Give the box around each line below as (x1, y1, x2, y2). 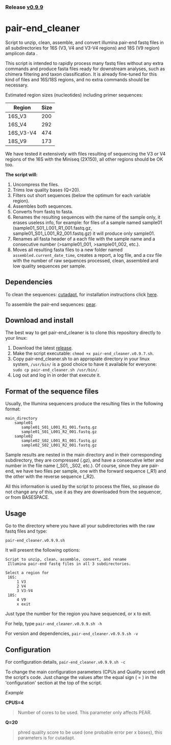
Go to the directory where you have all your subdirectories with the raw (5, 523, 155, 529)
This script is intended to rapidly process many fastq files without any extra (5, 60, 164, 66)
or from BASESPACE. (5, 494, 50, 500)
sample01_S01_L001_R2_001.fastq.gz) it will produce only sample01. (12, 230, 155, 236)
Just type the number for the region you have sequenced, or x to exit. (5, 610, 152, 617)
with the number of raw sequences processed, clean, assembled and (12, 257, 159, 264)
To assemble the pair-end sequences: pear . (5, 301, 97, 308)
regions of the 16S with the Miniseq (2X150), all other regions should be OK (5, 156, 163, 162)
